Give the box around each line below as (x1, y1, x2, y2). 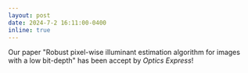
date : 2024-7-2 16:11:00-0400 (8, 19, 107, 27)
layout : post (8, 11, 51, 20)
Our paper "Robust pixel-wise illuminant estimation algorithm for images (8, 48, 241, 57)
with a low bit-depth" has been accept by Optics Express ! (8, 56, 194, 65)
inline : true (8, 26, 51, 34)
